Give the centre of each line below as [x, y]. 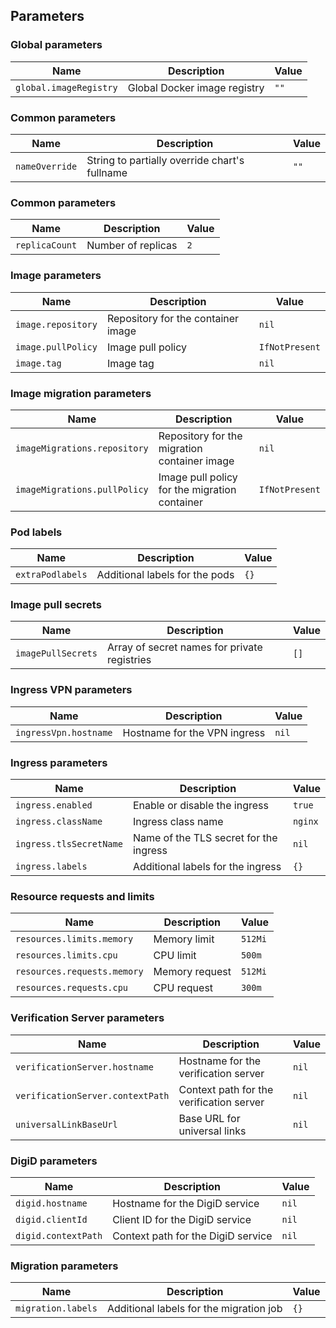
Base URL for [209, 1118]
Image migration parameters [81, 393]
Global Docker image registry [196, 87]
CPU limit [175, 956]
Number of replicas [132, 246]
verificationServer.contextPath [92, 1095]
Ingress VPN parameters [71, 690]
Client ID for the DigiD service [182, 1219]
